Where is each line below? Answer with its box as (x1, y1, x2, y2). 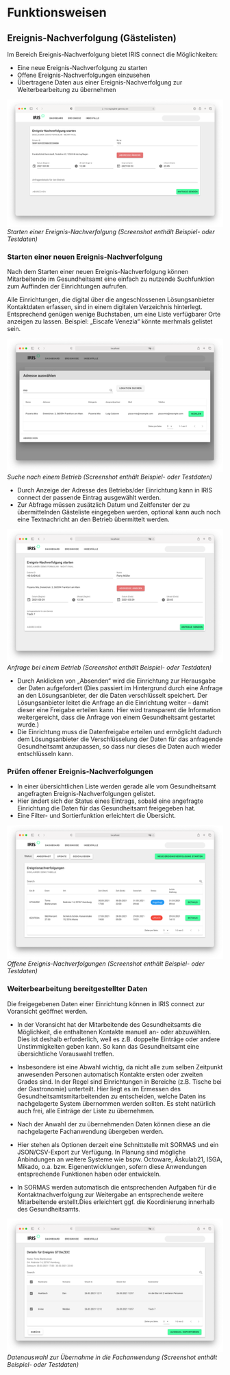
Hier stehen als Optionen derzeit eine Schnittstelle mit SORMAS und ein (16, 1140, 219, 1148)
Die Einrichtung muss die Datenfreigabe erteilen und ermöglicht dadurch (16, 728, 222, 736)
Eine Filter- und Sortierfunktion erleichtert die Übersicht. (16, 812, 177, 820)
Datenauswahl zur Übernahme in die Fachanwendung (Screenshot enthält (7, 1353, 218, 1361)
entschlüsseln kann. (16, 750, 74, 758)
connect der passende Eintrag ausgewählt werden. (16, 493, 162, 501)
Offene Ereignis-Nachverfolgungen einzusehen (16, 71, 151, 79)
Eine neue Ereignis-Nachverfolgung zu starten (16, 64, 149, 71)
